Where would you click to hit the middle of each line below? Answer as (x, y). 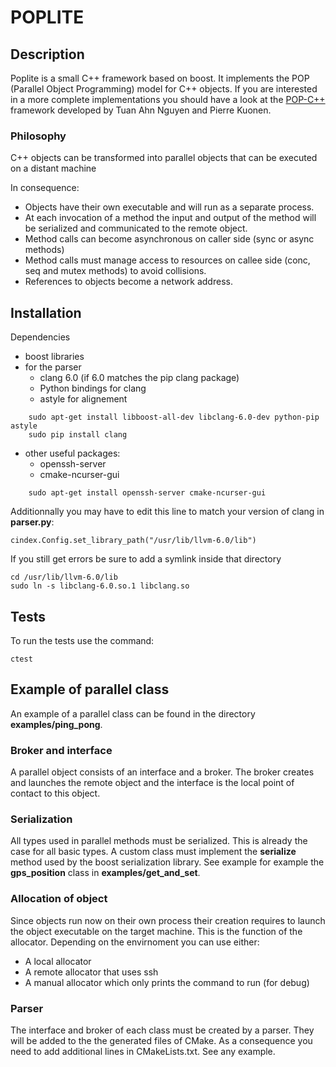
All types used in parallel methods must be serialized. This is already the (159, 841)
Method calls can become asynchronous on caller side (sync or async (169, 239)
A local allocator (58, 961)
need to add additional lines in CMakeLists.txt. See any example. (143, 1051)
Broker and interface (61, 750)
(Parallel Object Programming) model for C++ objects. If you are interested (164, 89)
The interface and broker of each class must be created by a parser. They (162, 1030)
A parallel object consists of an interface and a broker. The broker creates (162, 772)
